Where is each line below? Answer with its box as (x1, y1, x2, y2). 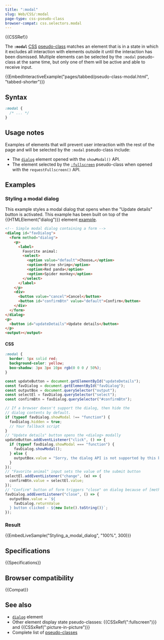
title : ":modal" (5, 7, 38, 12)
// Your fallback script (9, 424, 60, 429)
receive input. (5, 64, 33, 70)
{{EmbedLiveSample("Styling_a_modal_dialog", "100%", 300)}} (5, 533, 132, 539)
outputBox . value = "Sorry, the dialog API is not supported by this (14, 456, 156, 460)
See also (5, 601, 32, 609)
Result (5, 521, 21, 528)
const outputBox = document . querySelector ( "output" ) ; (5, 388, 117, 393)
